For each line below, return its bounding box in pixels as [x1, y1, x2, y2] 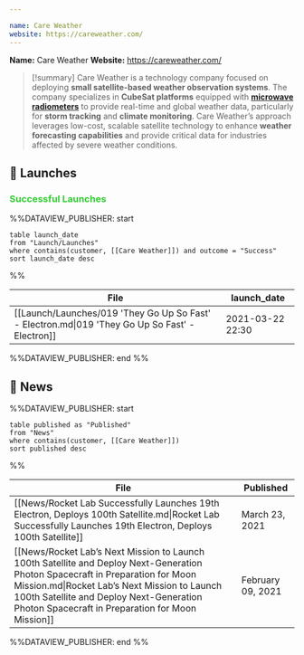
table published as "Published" [9, 421, 131, 430]
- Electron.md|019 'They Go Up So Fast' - [14, 318, 195, 331]
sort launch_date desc [9, 254, 95, 263]
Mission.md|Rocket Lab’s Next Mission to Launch [14, 580, 223, 592]
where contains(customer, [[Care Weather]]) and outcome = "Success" [9, 246, 278, 256]
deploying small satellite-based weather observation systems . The [31, 81, 288, 92]
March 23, [241, 508, 286, 520]
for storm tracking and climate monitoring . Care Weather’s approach [31, 110, 292, 121]
